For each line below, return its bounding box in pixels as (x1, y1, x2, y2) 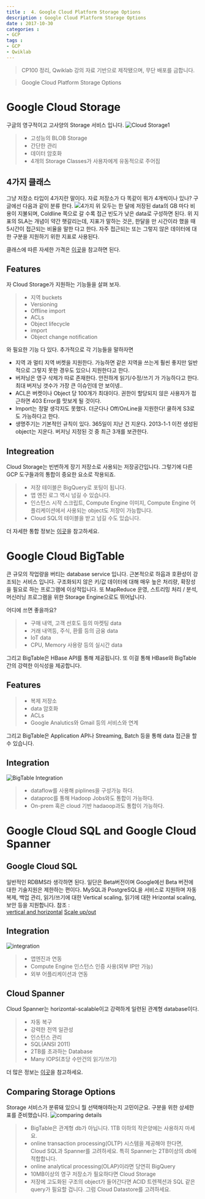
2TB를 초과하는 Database (30, 1048, 93, 1055)
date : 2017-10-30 (6, 20, 53, 26)
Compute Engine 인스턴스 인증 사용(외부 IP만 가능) (30, 962, 154, 970)
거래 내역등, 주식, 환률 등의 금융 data (30, 627, 118, 634)
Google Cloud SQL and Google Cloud (6, 824, 197, 837)
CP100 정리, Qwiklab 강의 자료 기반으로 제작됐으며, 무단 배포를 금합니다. (21, 66, 195, 74)
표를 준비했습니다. (6, 1111, 50, 1119)
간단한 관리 (30, 142, 57, 149)
